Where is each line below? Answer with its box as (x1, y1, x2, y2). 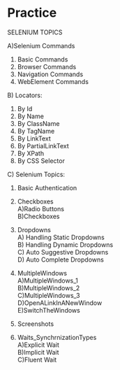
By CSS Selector (17, 156, 65, 165)
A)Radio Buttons (17, 204, 65, 213)
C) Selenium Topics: (7, 170, 65, 178)
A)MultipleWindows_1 (17, 276, 79, 285)
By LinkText (17, 134, 51, 143)
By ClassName (17, 119, 60, 127)
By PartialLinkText (17, 141, 70, 150)
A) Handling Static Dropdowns (17, 233, 105, 241)
